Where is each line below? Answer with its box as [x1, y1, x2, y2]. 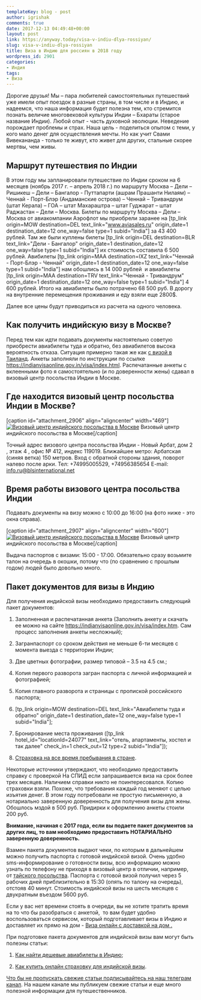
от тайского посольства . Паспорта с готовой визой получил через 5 [6, 872, 182, 879]
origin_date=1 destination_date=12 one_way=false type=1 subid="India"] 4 [6, 278, 189, 285]
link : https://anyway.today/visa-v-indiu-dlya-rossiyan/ [6, 37, 152, 43]
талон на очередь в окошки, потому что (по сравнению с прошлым [6, 558, 179, 565]
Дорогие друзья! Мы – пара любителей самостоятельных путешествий [6, 92, 190, 100]
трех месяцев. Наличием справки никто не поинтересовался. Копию [6, 779, 184, 786]
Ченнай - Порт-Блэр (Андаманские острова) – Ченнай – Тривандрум [6, 195, 183, 203]
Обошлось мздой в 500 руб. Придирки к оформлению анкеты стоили [6, 804, 184, 811]
